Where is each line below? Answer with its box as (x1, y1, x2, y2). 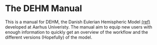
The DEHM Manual (5, 3, 82, 14)
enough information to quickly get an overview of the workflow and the (5, 29, 148, 35)
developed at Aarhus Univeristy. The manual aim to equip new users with (5, 24, 153, 30)
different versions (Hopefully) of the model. (5, 34, 92, 40)
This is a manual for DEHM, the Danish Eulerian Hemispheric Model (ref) (5, 19, 151, 25)
